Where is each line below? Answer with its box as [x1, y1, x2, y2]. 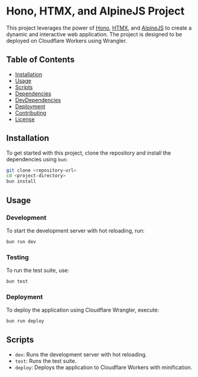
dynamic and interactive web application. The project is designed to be [6, 30, 182, 37]
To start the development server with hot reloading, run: [6, 227, 145, 234]
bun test [6, 279, 28, 285]
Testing [6, 253, 29, 261]
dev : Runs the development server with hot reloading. [14, 350, 147, 358]
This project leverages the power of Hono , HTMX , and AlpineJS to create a [6, 24, 192, 31]
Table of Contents [6, 54, 75, 65]
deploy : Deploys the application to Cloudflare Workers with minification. [14, 364, 193, 371]
